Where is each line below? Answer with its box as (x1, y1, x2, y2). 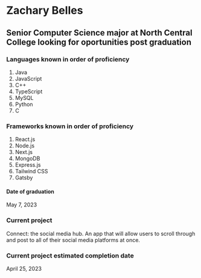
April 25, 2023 (6, 265, 42, 272)
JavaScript (14, 75, 42, 82)
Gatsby (14, 174, 33, 181)
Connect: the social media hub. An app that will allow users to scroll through (6, 230, 196, 237)
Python (14, 100, 33, 108)
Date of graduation (6, 188, 54, 195)
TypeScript (14, 88, 43, 95)
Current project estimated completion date (6, 251, 134, 259)
